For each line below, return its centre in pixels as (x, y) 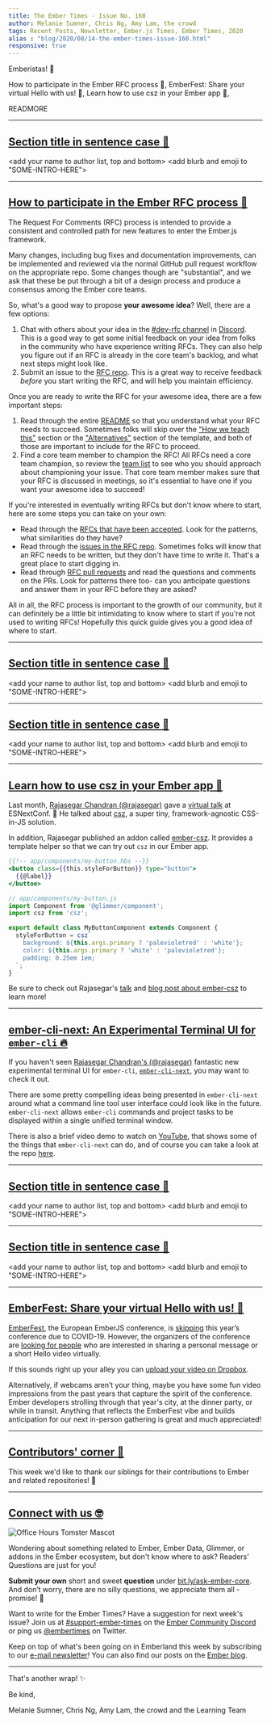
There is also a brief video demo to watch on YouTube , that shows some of (133, 1137)
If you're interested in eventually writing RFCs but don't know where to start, (135, 505)
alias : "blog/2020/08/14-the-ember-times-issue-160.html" (110, 38)
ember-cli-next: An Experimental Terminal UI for (132, 1030)
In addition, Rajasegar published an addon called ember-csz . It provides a (131, 838)
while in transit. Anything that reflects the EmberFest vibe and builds (122, 1410)
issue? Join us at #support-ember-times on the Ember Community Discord (132, 1622)
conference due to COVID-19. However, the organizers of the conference (129, 1336)
